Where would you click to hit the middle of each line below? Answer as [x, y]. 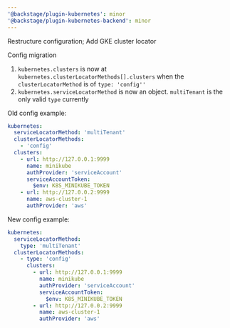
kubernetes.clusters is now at [62, 69]
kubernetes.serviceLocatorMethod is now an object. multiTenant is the [120, 91]
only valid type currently [53, 99]
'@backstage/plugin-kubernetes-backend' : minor [79, 21]
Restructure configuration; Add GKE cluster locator [82, 41]
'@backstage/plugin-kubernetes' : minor [67, 14]
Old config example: [37, 113]
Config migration [32, 55]
